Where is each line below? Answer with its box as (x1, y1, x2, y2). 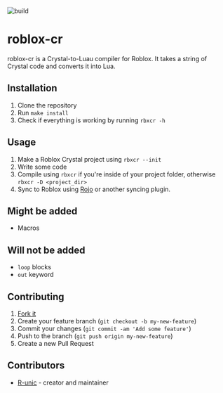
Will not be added (7, 244, 86, 256)
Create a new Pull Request (17, 340, 95, 347)
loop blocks (17, 263, 51, 271)
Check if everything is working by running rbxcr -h (17, 116, 166, 124)
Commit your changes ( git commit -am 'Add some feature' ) (17, 324, 191, 333)
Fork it (17, 309, 36, 318)
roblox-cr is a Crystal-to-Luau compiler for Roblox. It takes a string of (7, 54, 208, 63)
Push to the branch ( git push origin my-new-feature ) (17, 332, 173, 340)
